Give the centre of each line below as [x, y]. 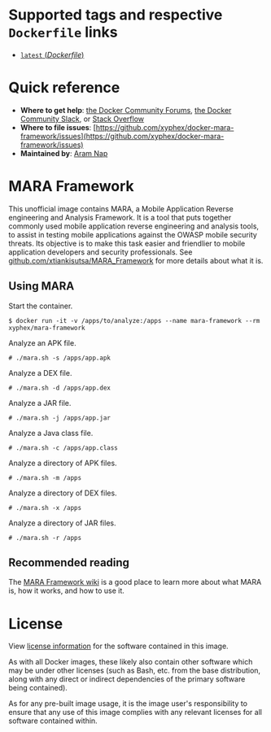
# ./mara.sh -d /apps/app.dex [60, 388]
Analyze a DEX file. [40, 373]
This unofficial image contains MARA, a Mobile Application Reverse [121, 208]
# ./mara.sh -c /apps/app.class [63, 448]
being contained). [38, 688]
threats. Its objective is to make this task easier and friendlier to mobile [127, 243]
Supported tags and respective [116, 15]
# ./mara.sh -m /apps [45, 477]
